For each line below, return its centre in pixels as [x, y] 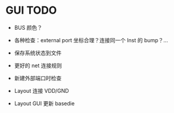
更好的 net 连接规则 [38, 65]
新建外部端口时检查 [38, 78]
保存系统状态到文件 [38, 53]
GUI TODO [31, 10]
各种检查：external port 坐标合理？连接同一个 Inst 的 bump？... [91, 40]
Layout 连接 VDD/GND [41, 90]
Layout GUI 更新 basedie [44, 103]
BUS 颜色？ [28, 27]
